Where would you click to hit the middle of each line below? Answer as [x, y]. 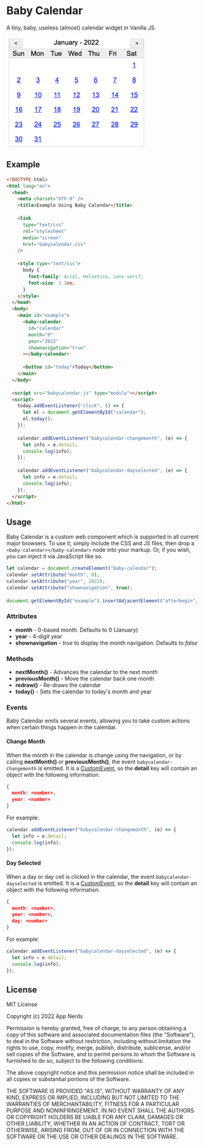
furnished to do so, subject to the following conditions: [75, 1061]
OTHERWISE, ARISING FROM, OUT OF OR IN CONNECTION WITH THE [95, 1130]
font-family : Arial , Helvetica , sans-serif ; [86, 277]
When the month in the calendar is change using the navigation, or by [94, 755]
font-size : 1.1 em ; [52, 283]
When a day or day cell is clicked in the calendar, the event [80, 876]
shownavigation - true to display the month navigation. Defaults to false [106, 643]
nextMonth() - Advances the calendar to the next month [86, 672]
